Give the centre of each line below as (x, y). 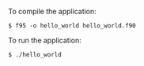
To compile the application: (52, 11)
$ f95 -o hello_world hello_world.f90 (72, 26)
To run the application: (45, 40)
